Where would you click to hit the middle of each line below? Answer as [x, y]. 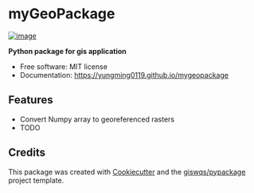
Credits [27, 153]
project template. [36, 180]
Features [31, 100]
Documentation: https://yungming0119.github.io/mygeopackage [124, 75]
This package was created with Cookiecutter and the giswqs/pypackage [127, 172]
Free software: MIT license [63, 66]
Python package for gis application [68, 51]
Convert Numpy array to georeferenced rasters [97, 119]
